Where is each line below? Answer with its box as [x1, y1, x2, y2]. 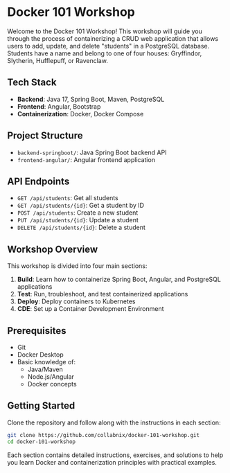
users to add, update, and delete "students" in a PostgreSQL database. [7, 42, 210, 50]
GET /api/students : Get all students [17, 194, 119, 202]
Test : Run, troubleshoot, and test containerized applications [17, 290, 188, 298]
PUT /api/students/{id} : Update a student [17, 216, 139, 224]
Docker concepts [27, 380, 78, 388]
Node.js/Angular [27, 373, 75, 381]
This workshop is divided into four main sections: [7, 262, 148, 270]
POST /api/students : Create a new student [17, 208, 139, 217]
